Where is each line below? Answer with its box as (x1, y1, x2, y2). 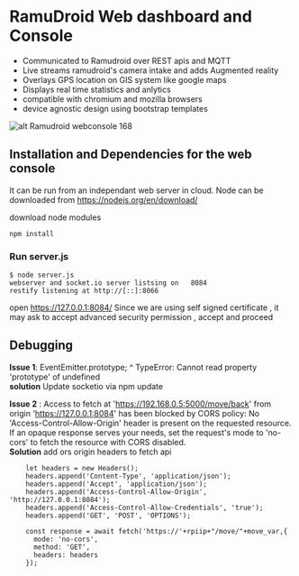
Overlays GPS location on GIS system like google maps (22, 74, 227, 85)
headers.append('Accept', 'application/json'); (25, 480, 207, 489)
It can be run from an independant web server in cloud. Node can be (9, 185, 264, 196)
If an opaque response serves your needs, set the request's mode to (9, 426, 264, 438)
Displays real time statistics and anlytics (22, 84, 171, 95)
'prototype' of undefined (9, 371, 101, 382)
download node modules (9, 212, 102, 223)
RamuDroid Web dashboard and (9, 6, 252, 27)
